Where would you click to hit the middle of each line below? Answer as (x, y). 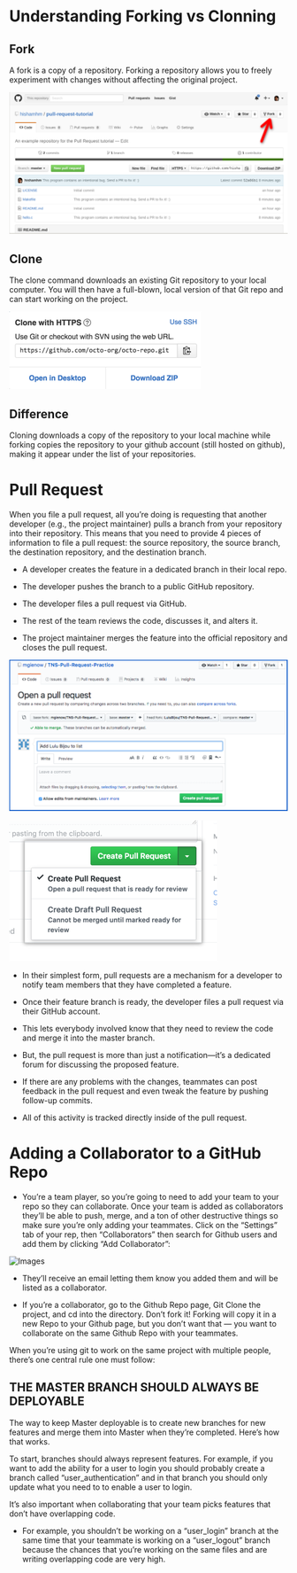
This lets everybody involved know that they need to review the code (148, 1028)
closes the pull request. (65, 647)
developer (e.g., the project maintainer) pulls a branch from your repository (146, 524)
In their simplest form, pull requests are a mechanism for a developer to (152, 975)
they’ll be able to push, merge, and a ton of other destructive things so (150, 1215)
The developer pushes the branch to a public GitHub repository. (138, 586)
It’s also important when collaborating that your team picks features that (140, 1504)
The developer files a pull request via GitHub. (104, 604)
